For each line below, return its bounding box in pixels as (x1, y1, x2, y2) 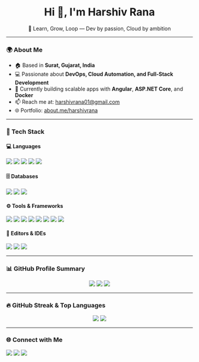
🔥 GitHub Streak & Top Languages (6, 302, 105, 310)
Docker (14, 92, 34, 99)
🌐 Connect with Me (6, 336, 63, 344)
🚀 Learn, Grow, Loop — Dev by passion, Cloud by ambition (28, 25, 171, 32)
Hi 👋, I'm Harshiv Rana (44, 5, 155, 19)
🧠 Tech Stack (6, 127, 45, 136)
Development (14, 79, 49, 87)
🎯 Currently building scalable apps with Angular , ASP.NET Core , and (14, 85, 184, 92)
